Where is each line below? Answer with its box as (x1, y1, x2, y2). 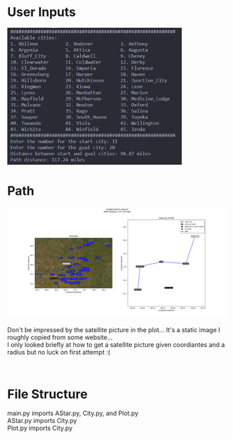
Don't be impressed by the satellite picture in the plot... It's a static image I (7, 326, 220, 334)
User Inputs (7, 4, 76, 20)
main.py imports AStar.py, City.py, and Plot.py (7, 409, 139, 417)
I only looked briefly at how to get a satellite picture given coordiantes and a (7, 341, 225, 349)
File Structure (7, 386, 88, 402)
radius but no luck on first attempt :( (7, 348, 110, 357)
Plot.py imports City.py (7, 424, 73, 433)
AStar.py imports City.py (7, 417, 77, 425)
